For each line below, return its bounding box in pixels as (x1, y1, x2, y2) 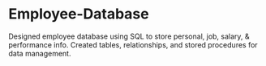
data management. (8, 48, 71, 58)
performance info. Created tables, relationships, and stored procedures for (8, 39, 258, 49)
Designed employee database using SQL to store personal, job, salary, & (8, 31, 250, 41)
